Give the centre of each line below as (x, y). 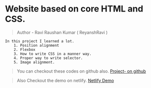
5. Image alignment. (34, 62)
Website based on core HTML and (74, 9)
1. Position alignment (36, 45)
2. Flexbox (25, 50)
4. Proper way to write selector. (48, 58)
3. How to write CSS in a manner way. (53, 54)
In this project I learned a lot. (40, 41)
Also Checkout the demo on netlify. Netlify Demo (65, 80)
